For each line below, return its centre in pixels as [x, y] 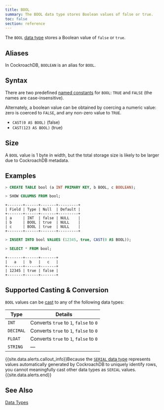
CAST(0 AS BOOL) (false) [36, 122]
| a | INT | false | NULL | [43, 218]
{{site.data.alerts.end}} [28, 375]
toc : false [16, 19]
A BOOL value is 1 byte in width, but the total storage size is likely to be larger [82, 155]
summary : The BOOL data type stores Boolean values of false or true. [79, 14]
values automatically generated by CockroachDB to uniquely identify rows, [81, 364]
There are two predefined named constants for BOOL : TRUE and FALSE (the [79, 93]
